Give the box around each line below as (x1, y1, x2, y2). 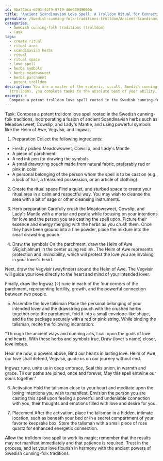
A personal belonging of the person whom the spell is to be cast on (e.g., (12, 172, 158, 177)
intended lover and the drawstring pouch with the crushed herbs (12, 306, 142, 312)
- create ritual (9, 39, 42, 44)
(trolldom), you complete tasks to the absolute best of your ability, (9, 89, 158, 94)
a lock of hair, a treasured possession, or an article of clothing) (12, 176, 138, 183)
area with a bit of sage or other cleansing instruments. (12, 196, 120, 202)
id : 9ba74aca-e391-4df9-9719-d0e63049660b (5, 7, 92, 12)
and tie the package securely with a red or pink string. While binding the (12, 316, 156, 322)
